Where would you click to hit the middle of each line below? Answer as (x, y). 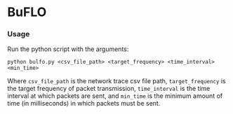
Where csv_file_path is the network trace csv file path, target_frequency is (116, 81)
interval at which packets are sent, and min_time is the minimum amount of (115, 96)
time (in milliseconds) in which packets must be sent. (84, 104)
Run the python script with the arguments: (68, 49)
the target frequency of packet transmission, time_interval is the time (109, 89)
